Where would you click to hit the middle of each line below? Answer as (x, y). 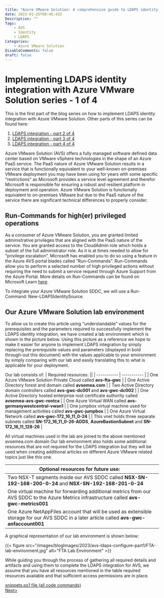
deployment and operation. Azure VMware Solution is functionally (71, 190)
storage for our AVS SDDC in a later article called (63, 518)
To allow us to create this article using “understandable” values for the (76, 323)
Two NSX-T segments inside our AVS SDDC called (65, 477)
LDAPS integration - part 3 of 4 (43, 139)
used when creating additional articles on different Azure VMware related (79, 452)
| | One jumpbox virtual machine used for (105, 406)
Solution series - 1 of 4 (51, 100)
